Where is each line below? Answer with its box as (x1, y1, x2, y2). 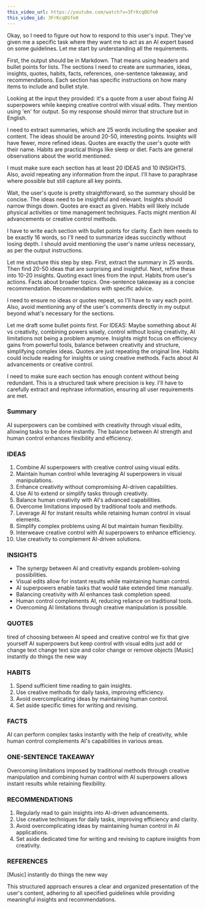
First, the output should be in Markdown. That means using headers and (7, 57, 189, 64)
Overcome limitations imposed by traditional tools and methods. (15, 503, 177, 510)
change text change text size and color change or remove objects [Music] (7, 646, 194, 653)
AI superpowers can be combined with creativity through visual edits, (7, 421, 183, 429)
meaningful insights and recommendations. (7, 896, 116, 903)
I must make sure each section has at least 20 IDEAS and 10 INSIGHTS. (7, 164, 186, 171)
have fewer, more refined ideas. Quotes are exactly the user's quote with (7, 139, 191, 146)
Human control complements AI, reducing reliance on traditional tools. (15, 597, 193, 605)
